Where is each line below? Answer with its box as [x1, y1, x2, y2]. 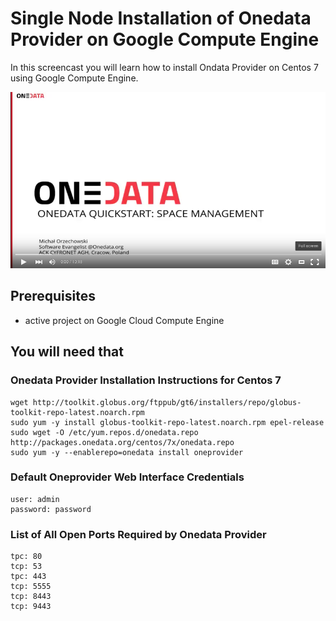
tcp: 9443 [10, 602, 52, 612]
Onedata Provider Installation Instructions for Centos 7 [10, 373, 282, 387]
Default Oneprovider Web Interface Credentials [10, 470, 245, 484]
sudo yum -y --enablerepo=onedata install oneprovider [10, 447, 244, 457]
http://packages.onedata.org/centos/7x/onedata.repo [10, 437, 235, 447]
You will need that [10, 343, 124, 361]
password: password [10, 504, 92, 514]
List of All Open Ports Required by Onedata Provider [10, 527, 267, 541]
